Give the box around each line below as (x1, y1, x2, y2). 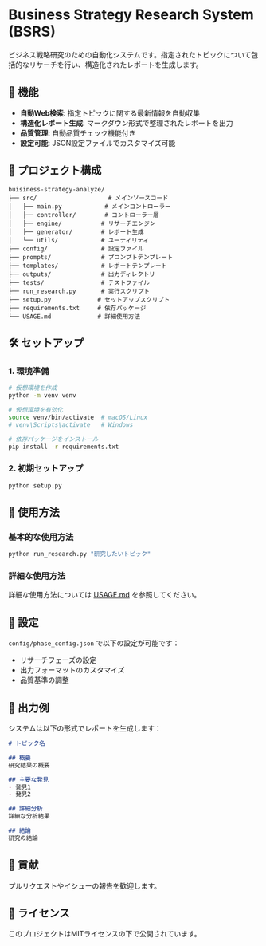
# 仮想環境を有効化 (8, 406, 64, 414)
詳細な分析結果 (8, 812, 50, 821)
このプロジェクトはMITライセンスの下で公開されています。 (8, 929, 201, 939)
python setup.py (8, 481, 62, 490)
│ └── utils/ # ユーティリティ (8, 236, 150, 244)
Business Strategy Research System (8, 6, 254, 24)
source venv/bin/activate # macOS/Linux (8, 413, 148, 421)
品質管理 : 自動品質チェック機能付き (19, 128, 136, 137)
